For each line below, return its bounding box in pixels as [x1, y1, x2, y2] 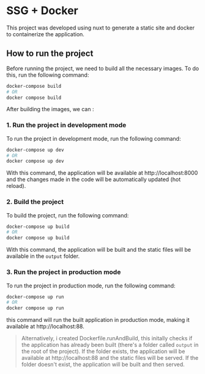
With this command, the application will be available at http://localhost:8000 [6, 169, 198, 177]
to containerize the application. [6, 30, 84, 37]
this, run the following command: [6, 71, 89, 79]
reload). [6, 182, 26, 190]
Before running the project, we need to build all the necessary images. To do [6, 64, 199, 72]
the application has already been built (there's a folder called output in [21, 341, 199, 349]
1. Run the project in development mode [6, 121, 127, 130]
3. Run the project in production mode [6, 268, 121, 276]
